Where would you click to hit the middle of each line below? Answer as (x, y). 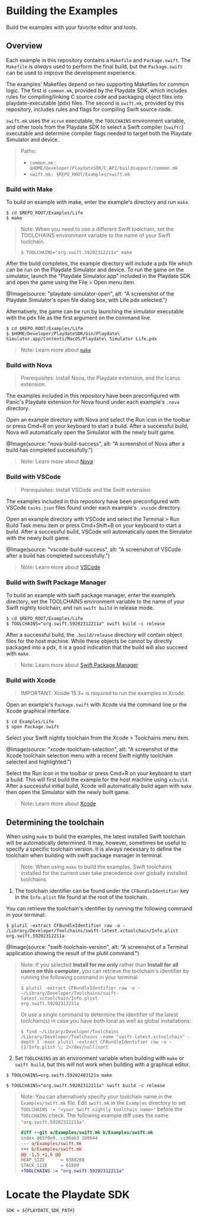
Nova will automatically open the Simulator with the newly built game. (91, 432)
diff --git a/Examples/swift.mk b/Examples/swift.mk (87, 1133)
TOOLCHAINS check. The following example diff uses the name (94, 1116)
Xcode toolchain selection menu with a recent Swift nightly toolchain (90, 756)
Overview (25, 46)
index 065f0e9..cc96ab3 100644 (59, 1138)
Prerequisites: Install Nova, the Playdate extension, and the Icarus (100, 378)
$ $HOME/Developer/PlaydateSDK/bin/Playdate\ (63, 334)
